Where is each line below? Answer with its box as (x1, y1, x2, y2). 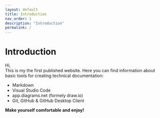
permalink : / (5, 25, 32, 30)
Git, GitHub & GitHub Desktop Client (12, 98, 84, 104)
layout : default (5, 7, 38, 12)
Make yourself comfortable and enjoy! (5, 107, 84, 113)
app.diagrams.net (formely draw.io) (12, 93, 83, 98)
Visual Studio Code (12, 87, 51, 93)
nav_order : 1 (5, 16, 32, 21)
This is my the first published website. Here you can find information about (5, 68, 155, 74)
